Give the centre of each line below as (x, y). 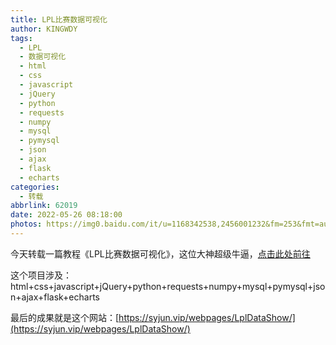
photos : (26, 224)
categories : (35, 187)
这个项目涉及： (41, 275)
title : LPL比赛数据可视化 (59, 19)
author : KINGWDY (44, 29)
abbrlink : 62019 (44, 206)
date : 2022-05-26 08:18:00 (66, 215)
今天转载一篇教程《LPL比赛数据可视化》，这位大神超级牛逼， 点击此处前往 (160, 253)
